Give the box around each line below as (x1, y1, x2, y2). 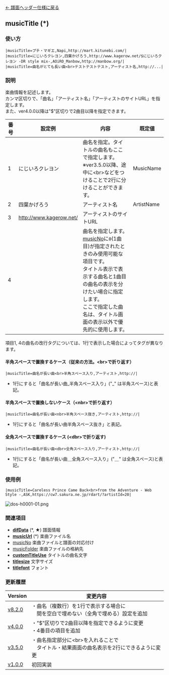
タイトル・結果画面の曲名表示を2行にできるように (37, 644, 156, 651)
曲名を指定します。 (82, 228, 128, 235)
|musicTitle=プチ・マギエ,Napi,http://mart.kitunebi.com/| (5, 48, 127, 53)
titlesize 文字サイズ (12, 558, 53, 565)
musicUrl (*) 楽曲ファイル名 (12, 533, 71, 539)
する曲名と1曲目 (88, 273, 127, 280)
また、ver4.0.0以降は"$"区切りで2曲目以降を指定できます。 (5, 108, 129, 114)
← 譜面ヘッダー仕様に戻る (5, 5, 59, 10)
